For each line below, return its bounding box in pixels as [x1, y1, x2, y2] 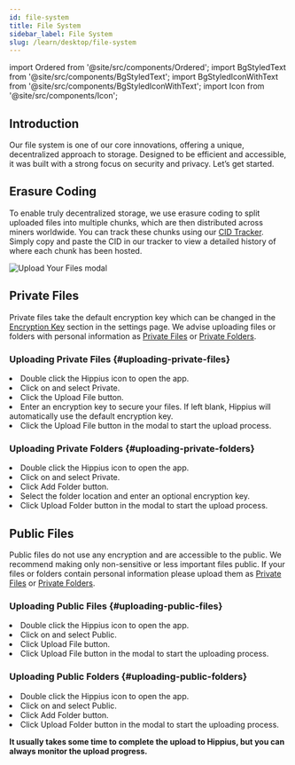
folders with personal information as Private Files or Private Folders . [9, 330, 257, 342]
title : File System [9, 21, 82, 30]
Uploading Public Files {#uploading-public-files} [9, 600, 223, 612]
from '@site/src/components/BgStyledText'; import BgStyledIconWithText [9, 72, 279, 83]
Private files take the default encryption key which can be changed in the [9, 312, 276, 322]
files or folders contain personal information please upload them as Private [9, 569, 282, 580]
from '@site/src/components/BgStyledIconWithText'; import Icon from [9, 81, 265, 91]
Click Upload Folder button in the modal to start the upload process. [20, 501, 268, 511]
